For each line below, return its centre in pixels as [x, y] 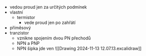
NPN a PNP [28, 43]
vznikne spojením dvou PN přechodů [54, 38]
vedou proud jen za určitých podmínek [48, 7]
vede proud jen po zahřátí [50, 22]
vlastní [16, 12]
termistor [26, 17]
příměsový [20, 28]
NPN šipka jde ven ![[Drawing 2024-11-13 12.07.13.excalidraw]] [79, 48]
